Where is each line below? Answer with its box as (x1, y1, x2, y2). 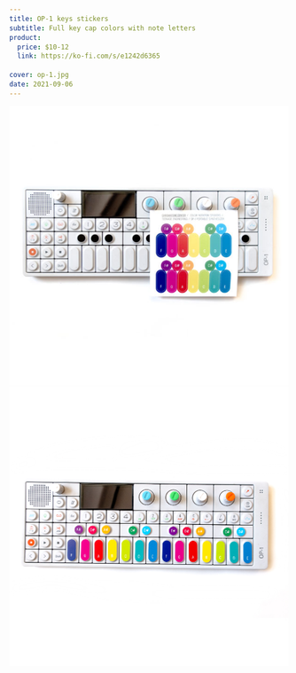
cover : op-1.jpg (9, 71, 69, 80)
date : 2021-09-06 (9, 80, 74, 89)
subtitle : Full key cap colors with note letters (9, 23, 197, 33)
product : (9, 33, 42, 42)
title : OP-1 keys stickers (9, 14, 109, 23)
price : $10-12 (17, 43, 69, 51)
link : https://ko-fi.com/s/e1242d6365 (17, 51, 161, 61)
